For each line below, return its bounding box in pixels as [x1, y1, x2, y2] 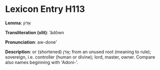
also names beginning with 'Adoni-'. [5, 59, 79, 65]
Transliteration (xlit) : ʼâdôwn [5, 29, 65, 35]
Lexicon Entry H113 [5, 3, 85, 15]
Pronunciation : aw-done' [5, 39, 57, 45]
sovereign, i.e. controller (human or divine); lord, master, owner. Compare [5, 54, 156, 60]
